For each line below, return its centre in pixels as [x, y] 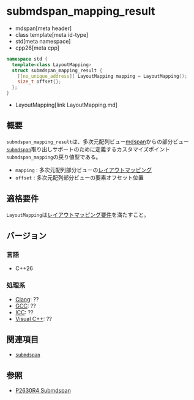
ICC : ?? [24, 312]
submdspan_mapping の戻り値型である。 [54, 157]
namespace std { [27, 59]
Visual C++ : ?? [33, 319]
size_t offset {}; [39, 82]
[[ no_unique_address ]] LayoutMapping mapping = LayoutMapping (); [103, 76]
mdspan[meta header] [43, 28]
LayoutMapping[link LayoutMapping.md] [66, 105]
